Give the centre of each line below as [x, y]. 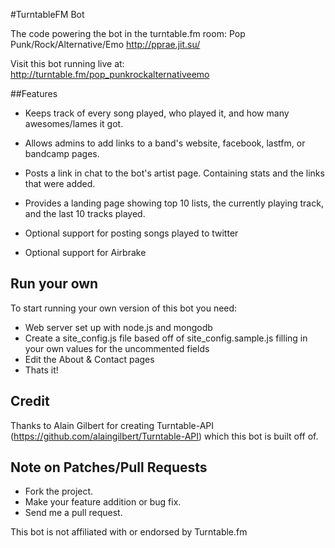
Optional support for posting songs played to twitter [131, 233]
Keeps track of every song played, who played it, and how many [157, 113]
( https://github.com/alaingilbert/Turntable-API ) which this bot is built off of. [164, 436]
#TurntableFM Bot [47, 14]
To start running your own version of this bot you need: [124, 308]
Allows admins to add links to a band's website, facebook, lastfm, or [165, 143]
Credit [30, 401]
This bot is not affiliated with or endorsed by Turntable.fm [129, 532]
